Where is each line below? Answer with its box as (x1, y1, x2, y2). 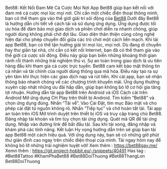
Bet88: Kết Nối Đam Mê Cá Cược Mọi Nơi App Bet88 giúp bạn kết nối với (5, 5, 154, 10)
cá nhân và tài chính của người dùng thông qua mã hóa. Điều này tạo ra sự (5, 68, 158, 74)
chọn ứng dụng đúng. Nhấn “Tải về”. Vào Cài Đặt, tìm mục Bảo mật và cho (5, 100, 157, 106)
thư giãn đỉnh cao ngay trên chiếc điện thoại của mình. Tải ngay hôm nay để (5, 137, 161, 143)
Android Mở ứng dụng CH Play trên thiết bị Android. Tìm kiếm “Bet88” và (5, 95, 155, 101)
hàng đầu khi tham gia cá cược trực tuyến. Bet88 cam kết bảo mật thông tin (5, 63, 161, 69)
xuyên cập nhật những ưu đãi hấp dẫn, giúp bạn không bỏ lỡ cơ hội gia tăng (5, 84, 161, 90)
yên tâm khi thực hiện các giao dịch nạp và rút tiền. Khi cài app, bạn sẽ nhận (5, 74, 162, 79)
